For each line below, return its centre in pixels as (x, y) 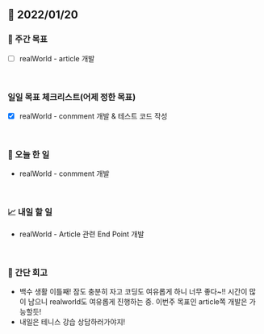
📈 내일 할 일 (30, 212)
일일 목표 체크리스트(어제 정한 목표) (72, 97)
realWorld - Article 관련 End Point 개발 (82, 234)
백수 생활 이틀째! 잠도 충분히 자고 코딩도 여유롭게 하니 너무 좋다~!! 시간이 (133, 292)
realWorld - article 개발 (57, 58)
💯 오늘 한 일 (29, 155)
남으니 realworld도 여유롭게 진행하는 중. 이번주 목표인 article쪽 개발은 (138, 302)
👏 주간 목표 (27, 40)
